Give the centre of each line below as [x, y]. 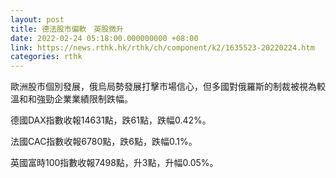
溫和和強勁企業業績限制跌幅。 [71, 99]
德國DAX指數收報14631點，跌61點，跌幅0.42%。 [111, 120]
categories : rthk [46, 57]
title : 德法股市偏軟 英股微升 [67, 29]
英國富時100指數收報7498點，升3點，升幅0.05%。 [114, 163]
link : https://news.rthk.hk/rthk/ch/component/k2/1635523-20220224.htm [162, 47]
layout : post [37, 19]
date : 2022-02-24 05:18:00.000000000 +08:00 [104, 38]
